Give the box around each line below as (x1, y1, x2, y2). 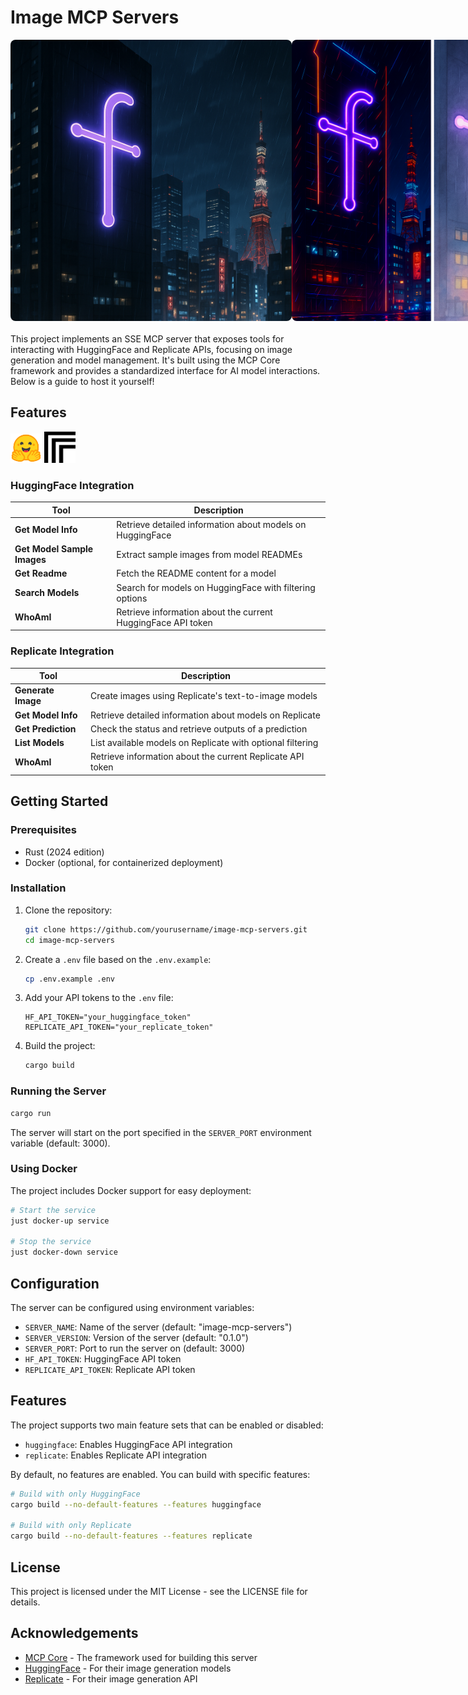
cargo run (10, 1108, 52, 1118)
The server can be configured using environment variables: (10, 1301, 255, 1313)
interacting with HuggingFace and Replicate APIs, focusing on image (10, 343, 293, 355)
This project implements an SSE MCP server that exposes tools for (10, 332, 285, 345)
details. (10, 1596, 41, 1608)
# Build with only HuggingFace (10, 1489, 141, 1499)
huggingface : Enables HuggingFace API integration (24, 1438, 233, 1450)
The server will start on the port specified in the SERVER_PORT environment (10, 1126, 312, 1138)
